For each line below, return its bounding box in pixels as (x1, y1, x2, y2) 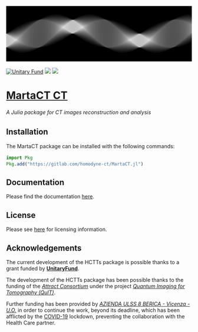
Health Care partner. (6, 319, 56, 326)
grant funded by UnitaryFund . (6, 265, 80, 272)
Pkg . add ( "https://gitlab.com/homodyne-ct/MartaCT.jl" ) (6, 161, 144, 167)
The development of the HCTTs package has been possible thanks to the (6, 276, 184, 283)
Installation (6, 127, 48, 137)
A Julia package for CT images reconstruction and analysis (6, 109, 151, 116)
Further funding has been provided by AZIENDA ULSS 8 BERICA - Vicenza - (6, 301, 190, 307)
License (6, 210, 36, 220)
